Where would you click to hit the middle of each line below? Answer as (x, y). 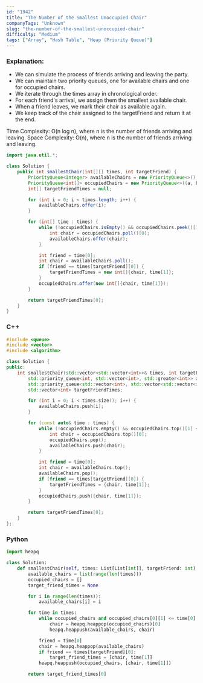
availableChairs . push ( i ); (71, 407)
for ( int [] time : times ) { (63, 222)
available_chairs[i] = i (70, 602)
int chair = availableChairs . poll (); (86, 261)
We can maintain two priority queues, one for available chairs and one (102, 81)
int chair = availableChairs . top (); (85, 468)
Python (17, 539)
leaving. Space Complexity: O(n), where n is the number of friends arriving (99, 138)
